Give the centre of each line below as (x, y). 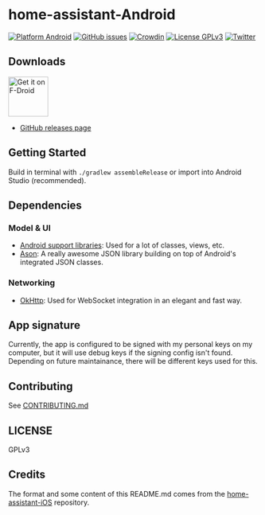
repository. (72, 502)
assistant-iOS (31, 502)
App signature (45, 325)
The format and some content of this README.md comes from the (117, 494)
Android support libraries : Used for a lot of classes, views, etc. (122, 245)
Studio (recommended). (47, 180)
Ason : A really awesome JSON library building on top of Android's (128, 254)
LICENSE (31, 430)
